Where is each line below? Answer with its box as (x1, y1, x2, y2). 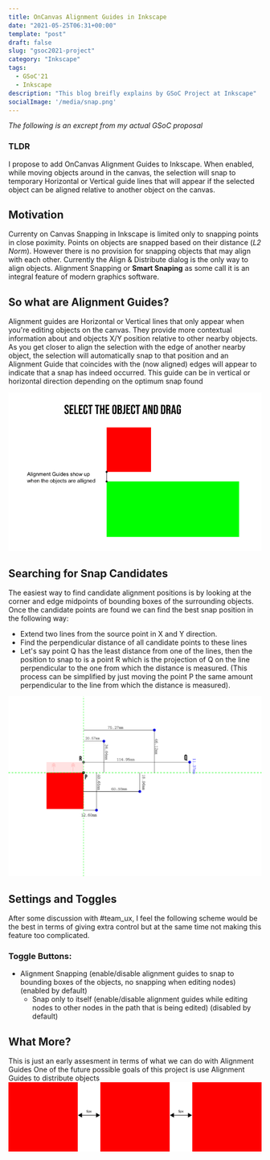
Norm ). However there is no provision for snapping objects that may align (8, 246, 252, 256)
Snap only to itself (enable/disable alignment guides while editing (31, 994, 248, 1004)
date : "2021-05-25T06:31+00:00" (8, 21, 117, 30)
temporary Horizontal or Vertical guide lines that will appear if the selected (8, 176, 255, 186)
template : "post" (8, 30, 67, 38)
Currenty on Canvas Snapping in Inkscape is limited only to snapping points (8, 229, 259, 239)
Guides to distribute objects (8, 1073, 100, 1083)
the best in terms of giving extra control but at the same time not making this (8, 922, 262, 932)
